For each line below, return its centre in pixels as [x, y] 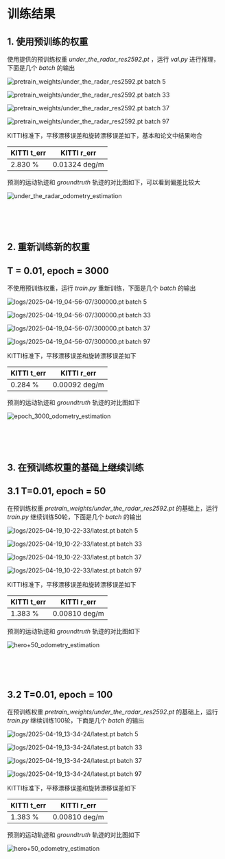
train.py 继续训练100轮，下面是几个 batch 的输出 [76, 721]
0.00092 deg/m [78, 385]
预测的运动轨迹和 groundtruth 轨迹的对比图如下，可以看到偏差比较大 [104, 182]
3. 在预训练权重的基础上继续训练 [75, 467]
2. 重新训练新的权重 [49, 247]
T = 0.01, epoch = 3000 [58, 270]
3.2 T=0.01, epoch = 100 [60, 694]
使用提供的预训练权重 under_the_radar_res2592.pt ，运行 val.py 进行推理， [113, 59]
